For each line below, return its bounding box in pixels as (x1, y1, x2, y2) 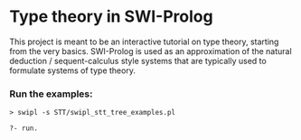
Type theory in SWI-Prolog (9, 6, 214, 27)
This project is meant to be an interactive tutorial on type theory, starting (9, 36, 279, 47)
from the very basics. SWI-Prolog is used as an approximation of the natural (9, 45, 292, 56)
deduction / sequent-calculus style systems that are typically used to (9, 55, 267, 66)
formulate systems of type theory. (9, 65, 136, 76)
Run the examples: (9, 88, 93, 100)
